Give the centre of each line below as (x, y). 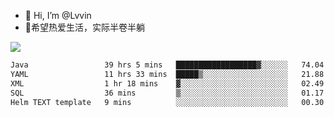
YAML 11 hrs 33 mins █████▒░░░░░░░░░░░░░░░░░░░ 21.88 (167, 74)
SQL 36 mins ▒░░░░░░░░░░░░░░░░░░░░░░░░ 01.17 (167, 93)
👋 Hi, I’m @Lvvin (58, 15)
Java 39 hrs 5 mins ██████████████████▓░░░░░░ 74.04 (167, 65)
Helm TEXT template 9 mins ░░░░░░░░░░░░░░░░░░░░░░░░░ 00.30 (167, 102)
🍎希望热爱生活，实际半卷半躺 (84, 27)
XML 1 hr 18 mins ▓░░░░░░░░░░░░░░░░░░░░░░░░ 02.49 (167, 83)
